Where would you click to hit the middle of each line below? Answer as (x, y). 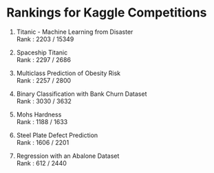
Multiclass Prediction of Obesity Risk (68, 73)
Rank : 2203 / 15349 (45, 39)
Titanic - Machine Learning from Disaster (75, 32)
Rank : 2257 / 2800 (44, 80)
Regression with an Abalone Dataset (68, 156)
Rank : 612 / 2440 (41, 163)
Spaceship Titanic (42, 52)
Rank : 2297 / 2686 (44, 59)
